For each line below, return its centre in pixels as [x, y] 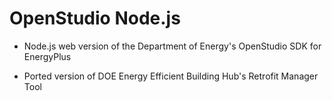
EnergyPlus [47, 56]
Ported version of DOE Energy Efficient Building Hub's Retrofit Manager [171, 76]
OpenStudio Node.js [95, 18]
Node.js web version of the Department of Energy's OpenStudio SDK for [172, 46]
